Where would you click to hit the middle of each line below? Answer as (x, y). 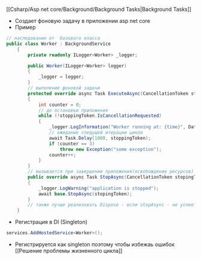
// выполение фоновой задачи (64, 88)
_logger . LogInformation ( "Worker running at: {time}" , (117, 127)
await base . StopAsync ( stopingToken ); (85, 194)
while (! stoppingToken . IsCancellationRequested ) (100, 116)
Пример (25, 27)
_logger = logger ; (61, 77)
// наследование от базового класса (53, 38)
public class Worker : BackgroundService (59, 44)
